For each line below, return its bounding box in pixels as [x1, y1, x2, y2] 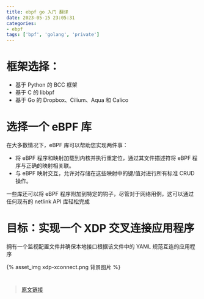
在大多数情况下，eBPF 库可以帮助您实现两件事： [6, 142, 128, 148]
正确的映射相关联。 [26, 162, 75, 169]
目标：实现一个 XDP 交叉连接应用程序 [6, 222, 195, 236]
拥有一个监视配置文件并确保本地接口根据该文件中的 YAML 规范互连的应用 [6, 242, 191, 250]
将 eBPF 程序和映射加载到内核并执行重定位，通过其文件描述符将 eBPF [15, 154, 191, 162]
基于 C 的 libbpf [15, 89, 55, 96]
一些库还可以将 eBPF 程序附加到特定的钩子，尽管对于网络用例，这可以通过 [6, 190, 194, 197]
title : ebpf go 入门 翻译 [6, 9, 69, 15]
